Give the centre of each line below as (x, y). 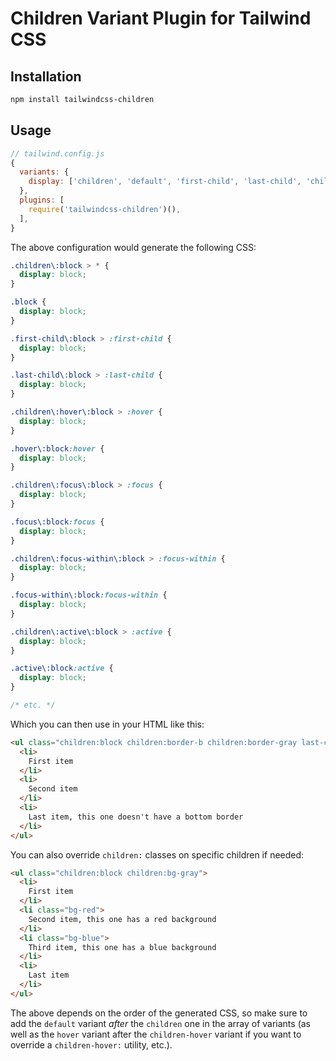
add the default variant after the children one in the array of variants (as (160, 1023)
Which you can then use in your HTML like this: (107, 724)
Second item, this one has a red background (122, 919)
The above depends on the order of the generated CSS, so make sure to (159, 1013)
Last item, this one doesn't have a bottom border (136, 817)
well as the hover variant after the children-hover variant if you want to (156, 1034)
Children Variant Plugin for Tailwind (161, 18)
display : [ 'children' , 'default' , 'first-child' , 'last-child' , (165, 182)
